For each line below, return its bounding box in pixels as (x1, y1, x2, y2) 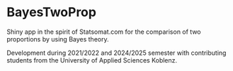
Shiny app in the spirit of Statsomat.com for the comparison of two (6, 27, 201, 36)
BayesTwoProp (6, 4, 97, 20)
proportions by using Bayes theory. (6, 34, 109, 43)
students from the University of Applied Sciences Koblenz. (6, 56, 178, 64)
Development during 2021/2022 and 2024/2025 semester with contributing (6, 49, 227, 57)
